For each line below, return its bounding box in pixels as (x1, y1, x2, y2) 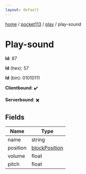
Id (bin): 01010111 (5, 75, 40, 81)
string (31, 136, 45, 143)
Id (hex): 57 (5, 65, 29, 71)
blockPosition (31, 144, 63, 151)
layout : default (5, 7, 39, 13)
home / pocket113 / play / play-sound (5, 21, 81, 27)
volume (7, 152, 25, 159)
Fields (5, 113, 25, 121)
